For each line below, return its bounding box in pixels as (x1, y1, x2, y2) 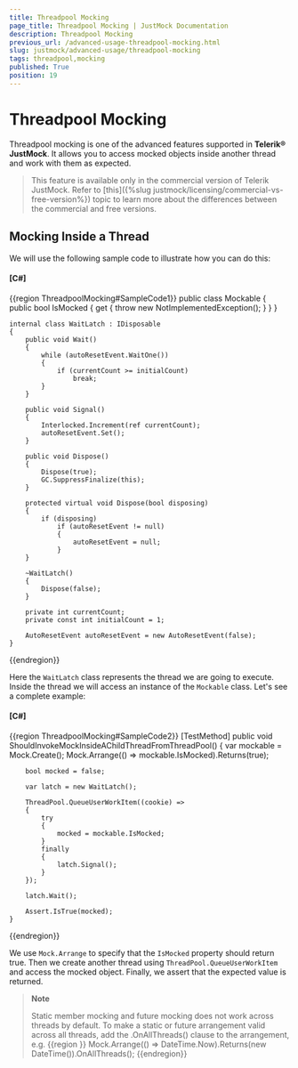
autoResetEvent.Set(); (41, 428, 125, 437)
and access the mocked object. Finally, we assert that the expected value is (9, 967, 286, 977)
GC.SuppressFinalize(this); (41, 475, 145, 484)
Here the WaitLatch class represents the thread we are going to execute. (9, 671, 274, 682)
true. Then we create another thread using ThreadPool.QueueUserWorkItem (9, 957, 278, 967)
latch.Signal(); (56, 860, 117, 869)
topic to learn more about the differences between (93, 193, 278, 205)
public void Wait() (25, 335, 98, 344)
